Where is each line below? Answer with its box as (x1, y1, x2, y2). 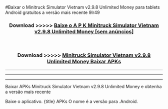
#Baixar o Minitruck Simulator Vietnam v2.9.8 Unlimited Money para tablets (5, 4, 160, 10)
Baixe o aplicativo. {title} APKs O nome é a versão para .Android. (5, 98, 138, 104)
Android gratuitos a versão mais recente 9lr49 (5, 9, 100, 15)
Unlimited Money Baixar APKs (46, 58, 121, 65)
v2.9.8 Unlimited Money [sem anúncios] (34, 28, 134, 35)
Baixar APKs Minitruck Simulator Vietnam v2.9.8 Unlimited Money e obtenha (5, 83, 162, 89)
